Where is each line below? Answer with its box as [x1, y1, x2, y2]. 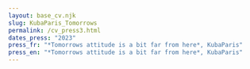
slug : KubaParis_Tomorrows [8, 19, 98, 27]
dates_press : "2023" [8, 33, 77, 42]
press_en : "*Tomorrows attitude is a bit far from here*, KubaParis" [8, 48, 244, 56]
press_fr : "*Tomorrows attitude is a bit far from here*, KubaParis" [8, 41, 244, 49]
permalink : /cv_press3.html [8, 26, 102, 34]
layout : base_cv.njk [8, 11, 77, 20]
